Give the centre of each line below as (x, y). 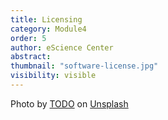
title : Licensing (46, 19)
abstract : (31, 57)
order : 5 (28, 38)
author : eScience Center (62, 47)
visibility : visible (53, 76)
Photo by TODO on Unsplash (69, 103)
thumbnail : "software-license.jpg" (84, 66)
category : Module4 (48, 29)
